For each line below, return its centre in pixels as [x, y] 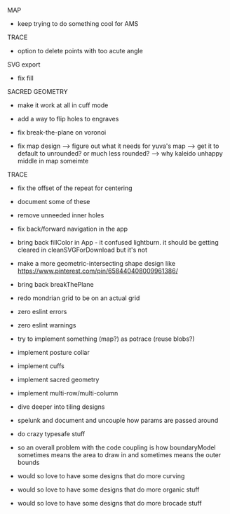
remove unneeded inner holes [61, 215]
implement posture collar [53, 352]
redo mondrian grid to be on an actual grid [79, 298]
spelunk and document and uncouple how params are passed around [118, 420]
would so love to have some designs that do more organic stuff [108, 489]
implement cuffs [41, 366]
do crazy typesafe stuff [51, 434]
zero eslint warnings [47, 325]
